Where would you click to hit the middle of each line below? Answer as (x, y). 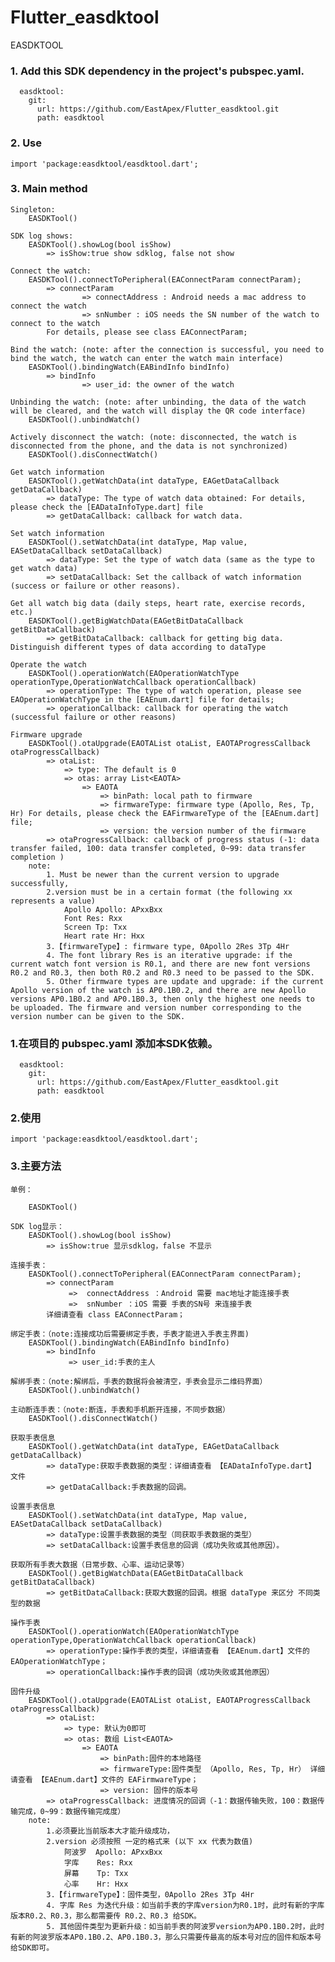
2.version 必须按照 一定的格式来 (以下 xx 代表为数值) (150, 1841)
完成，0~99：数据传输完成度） (71, 1811)
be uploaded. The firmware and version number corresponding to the (156, 1007)
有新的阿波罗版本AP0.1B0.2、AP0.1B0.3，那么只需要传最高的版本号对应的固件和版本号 (166, 1937)
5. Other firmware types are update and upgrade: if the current (185, 981)
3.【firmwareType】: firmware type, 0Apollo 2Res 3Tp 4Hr (168, 946)
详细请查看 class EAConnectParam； (115, 1314)
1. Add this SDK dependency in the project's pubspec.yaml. (157, 71)
